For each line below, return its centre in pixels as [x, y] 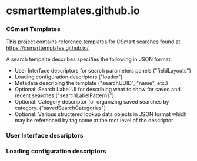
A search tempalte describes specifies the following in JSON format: [89, 59]
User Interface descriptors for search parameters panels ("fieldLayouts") [103, 71]
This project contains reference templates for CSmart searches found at [93, 42]
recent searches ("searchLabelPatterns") [64, 95]
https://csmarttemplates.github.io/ [48, 48]
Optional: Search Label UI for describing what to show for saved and [97, 90]
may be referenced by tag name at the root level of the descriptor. [94, 121]
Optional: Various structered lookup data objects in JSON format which [101, 114]
